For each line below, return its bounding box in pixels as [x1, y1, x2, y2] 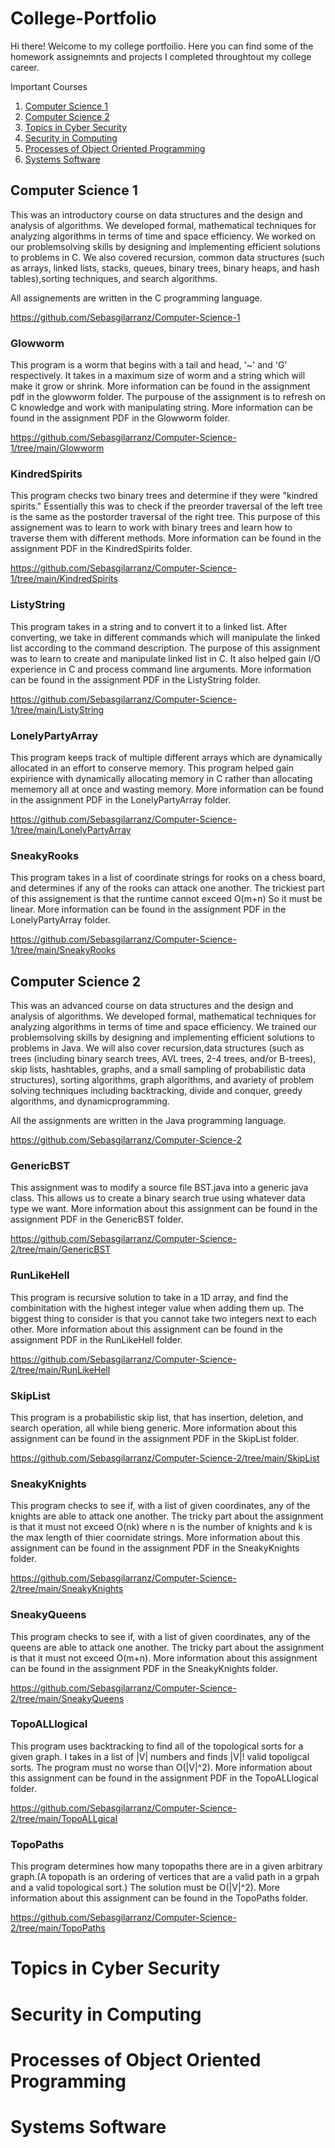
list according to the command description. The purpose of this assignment [10, 642, 321, 654]
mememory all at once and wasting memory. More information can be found [10, 783, 324, 795]
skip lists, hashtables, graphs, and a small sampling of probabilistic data [10, 1063, 307, 1076]
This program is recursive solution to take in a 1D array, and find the [10, 1291, 289, 1303]
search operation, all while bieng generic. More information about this [10, 1422, 298, 1434]
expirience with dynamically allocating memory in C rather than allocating [10, 772, 313, 784]
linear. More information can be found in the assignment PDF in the [10, 903, 287, 916]
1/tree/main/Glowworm [10, 442, 105, 454]
